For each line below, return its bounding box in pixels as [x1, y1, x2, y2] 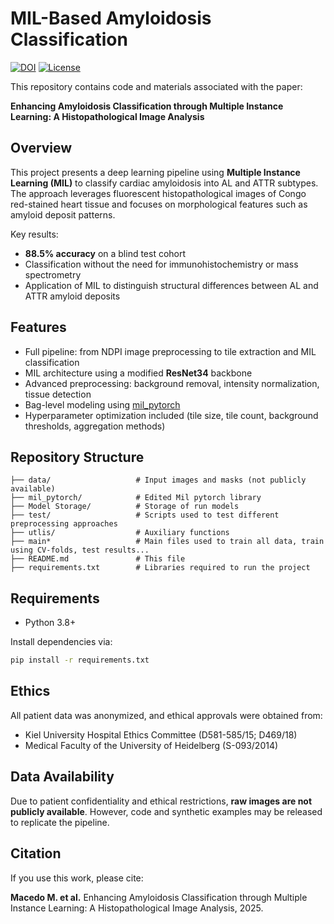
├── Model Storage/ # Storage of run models [10, 502, 240, 512]
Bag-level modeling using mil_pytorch [24, 398, 181, 411]
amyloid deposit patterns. [10, 208, 116, 221]
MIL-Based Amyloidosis [10, 7, 212, 30]
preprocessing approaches [10, 519, 118, 529]
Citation [10, 845, 62, 862]
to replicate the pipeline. [10, 816, 110, 828]
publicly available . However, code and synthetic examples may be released [10, 805, 323, 817]
